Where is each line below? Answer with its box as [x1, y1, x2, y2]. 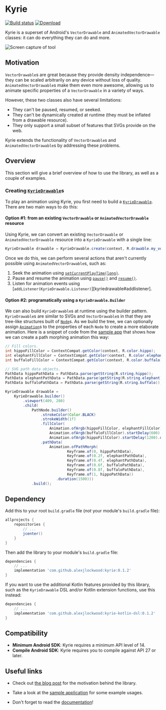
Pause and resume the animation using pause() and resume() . [12, 275, 137, 281]
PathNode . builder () [31, 408, 72, 413]
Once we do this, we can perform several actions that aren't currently [5, 255, 147, 261]
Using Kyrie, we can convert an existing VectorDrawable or [5, 231, 124, 238]
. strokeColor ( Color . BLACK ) [40, 412, 96, 417]
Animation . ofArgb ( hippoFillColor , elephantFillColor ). [49, 426, 165, 431]
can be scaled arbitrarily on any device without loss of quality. [15, 77, 142, 83]
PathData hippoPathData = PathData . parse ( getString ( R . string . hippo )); [5, 371, 154, 376]
